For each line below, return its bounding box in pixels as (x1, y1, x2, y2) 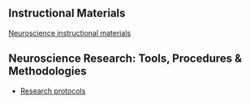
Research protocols (19, 85, 86, 96)
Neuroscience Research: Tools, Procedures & (8, 52, 242, 66)
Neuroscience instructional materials (8, 28, 131, 37)
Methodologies (8, 64, 87, 78)
